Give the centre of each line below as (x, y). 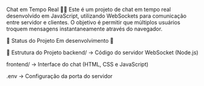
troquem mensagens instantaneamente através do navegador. (85, 29)
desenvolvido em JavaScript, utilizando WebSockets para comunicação (97, 16)
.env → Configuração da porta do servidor (60, 76)
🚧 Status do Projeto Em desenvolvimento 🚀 (60, 41)
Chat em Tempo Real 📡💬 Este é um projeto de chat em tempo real (89, 9)
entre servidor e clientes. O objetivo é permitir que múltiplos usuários (93, 22)
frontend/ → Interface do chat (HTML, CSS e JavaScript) (77, 64)
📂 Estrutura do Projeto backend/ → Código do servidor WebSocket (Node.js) (102, 52)
